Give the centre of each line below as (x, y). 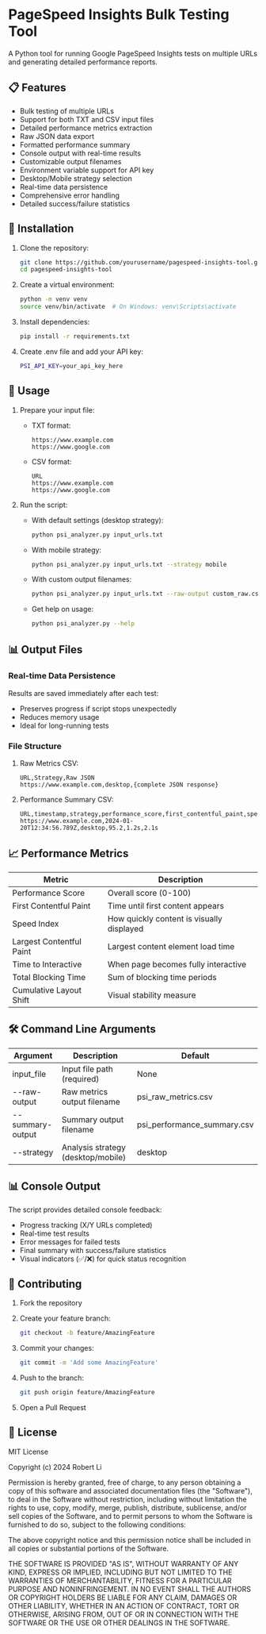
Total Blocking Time (49, 977)
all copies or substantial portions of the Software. (88, 1548)
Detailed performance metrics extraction (86, 128)
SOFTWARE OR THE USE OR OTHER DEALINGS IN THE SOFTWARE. (119, 1622)
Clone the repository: (54, 248)
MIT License (28, 1451)
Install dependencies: (55, 322)
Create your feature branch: (65, 1318)
